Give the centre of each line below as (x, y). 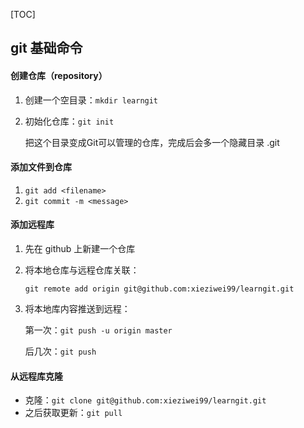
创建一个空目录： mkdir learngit (91, 100)
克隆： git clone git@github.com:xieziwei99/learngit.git (145, 400)
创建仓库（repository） (59, 75)
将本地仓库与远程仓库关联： (82, 270)
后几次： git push (60, 351)
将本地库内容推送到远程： (77, 308)
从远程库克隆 (36, 376)
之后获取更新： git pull (73, 413)
